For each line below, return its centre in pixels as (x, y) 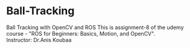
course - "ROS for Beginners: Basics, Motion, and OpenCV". (81, 33)
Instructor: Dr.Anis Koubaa (39, 40)
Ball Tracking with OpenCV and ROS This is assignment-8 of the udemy (95, 27)
